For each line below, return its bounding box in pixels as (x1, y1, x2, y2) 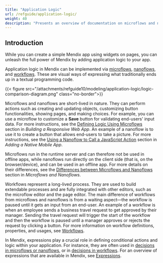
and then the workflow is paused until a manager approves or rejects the (5, 217, 150, 224)
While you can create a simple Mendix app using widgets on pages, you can (5, 52, 158, 57)
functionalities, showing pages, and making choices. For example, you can (5, 111, 154, 117)
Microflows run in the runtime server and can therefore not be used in (5, 151, 145, 157)
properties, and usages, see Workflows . (5, 228, 85, 234)
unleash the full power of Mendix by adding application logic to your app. (5, 57, 151, 63)
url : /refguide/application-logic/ (5, 12, 77, 17)
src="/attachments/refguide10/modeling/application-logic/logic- (25, 86, 154, 92)
